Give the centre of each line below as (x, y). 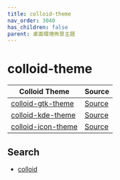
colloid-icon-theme (44, 127)
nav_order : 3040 (31, 21)
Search (24, 152)
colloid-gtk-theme (43, 104)
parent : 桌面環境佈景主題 (42, 34)
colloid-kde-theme (43, 115)
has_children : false (38, 27)
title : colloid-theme (39, 14)
